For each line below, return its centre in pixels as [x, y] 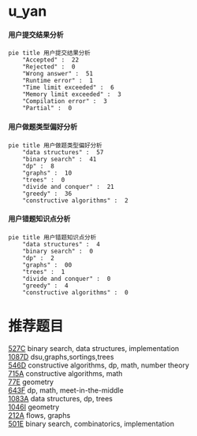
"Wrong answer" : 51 [58, 74]
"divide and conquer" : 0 [67, 279]
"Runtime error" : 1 [58, 81]
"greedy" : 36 [47, 194]
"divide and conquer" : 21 [68, 187]
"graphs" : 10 [47, 173]
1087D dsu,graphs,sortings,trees [61, 357]
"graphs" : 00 [47, 265]
